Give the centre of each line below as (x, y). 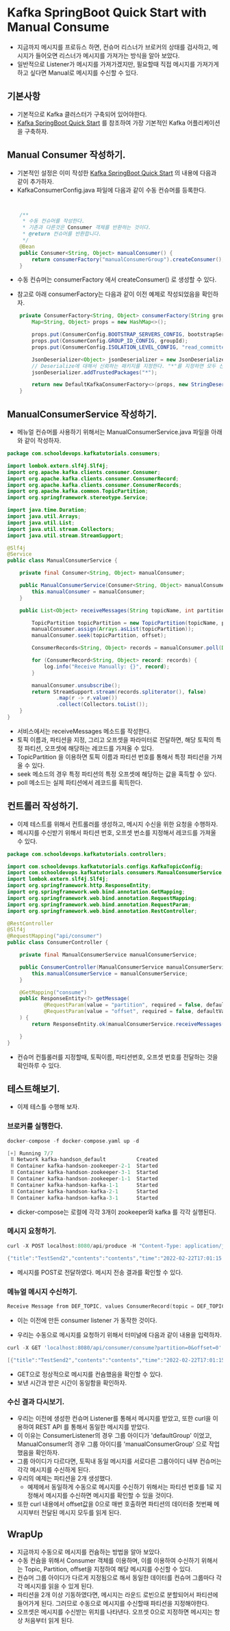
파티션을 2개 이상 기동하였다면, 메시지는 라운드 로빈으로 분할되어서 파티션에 (117, 1595)
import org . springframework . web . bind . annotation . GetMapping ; (96, 892)
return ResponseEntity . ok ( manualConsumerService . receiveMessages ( (128, 1024)
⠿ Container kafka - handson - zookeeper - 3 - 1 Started (84, 1173)
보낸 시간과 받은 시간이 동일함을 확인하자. (72, 1382)
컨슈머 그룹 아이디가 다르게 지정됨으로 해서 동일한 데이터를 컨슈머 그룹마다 (116, 1578)
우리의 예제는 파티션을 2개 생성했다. (65, 1478)
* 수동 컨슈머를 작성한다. (54, 221)
